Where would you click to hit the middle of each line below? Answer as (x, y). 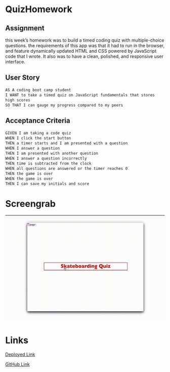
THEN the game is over (29, 173)
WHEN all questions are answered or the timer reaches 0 (67, 168)
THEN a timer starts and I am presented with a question (67, 143)
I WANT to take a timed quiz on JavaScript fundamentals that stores (80, 95)
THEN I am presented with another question (52, 153)
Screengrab (30, 203)
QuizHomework (39, 9)
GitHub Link (17, 364)
